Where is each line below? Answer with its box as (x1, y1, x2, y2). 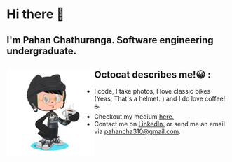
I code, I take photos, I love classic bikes (94, 87, 211, 96)
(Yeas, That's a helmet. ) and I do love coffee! (94, 94, 226, 103)
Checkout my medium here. (94, 112, 175, 121)
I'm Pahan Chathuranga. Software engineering (6, 34, 214, 46)
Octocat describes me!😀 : (94, 68, 211, 80)
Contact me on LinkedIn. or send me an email (94, 120, 226, 128)
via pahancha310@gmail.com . (94, 127, 182, 135)
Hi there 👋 (6, 6, 64, 22)
